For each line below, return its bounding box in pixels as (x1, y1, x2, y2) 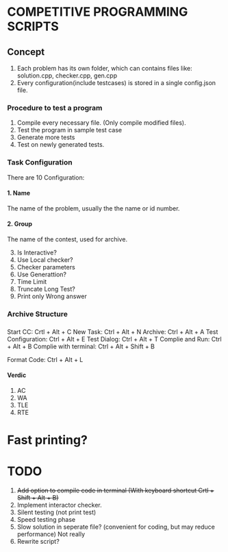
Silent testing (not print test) (16, 508, 97, 516)
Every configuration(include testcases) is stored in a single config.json (16, 79, 216, 86)
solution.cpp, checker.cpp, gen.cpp (16, 71, 118, 80)
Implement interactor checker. (16, 501, 102, 509)
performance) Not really (16, 530, 86, 538)
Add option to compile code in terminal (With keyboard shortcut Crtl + (16, 486, 214, 494)
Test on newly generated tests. (16, 141, 105, 149)
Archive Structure (7, 309, 68, 319)
